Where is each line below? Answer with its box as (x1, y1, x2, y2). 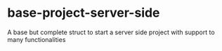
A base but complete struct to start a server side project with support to (7, 28, 216, 36)
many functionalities (7, 35, 66, 43)
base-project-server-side (7, 5, 160, 21)
